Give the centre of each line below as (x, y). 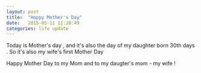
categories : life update (37, 28)
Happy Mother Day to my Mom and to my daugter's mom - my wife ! (91, 63)
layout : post (23, 12)
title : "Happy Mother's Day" (44, 17)
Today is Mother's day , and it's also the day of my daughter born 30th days (101, 45)
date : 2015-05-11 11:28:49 (43, 23)
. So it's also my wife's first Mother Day (55, 52)
